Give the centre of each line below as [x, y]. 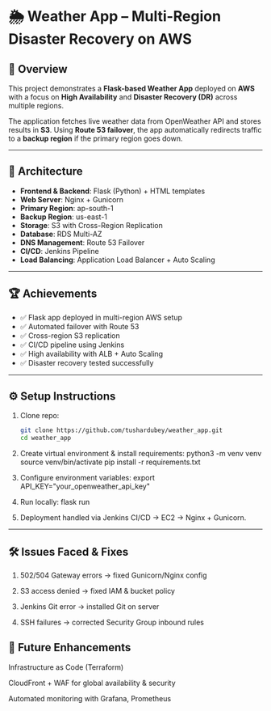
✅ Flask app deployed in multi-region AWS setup [101, 317]
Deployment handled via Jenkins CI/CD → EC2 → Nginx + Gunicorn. [133, 518]
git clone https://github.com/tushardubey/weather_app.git [121, 430]
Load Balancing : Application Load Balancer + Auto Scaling [117, 260]
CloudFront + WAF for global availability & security [92, 683]
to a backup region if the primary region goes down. [96, 138]
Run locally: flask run [55, 502]
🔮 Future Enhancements [70, 648]
